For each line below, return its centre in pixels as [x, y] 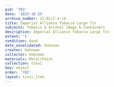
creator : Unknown [23, 50]
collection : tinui [24, 63]
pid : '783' [16, 9]
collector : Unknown [25, 54]
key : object [17, 68]
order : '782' [18, 72]
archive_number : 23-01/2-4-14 [36, 18]
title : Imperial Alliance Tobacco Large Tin [51, 23]
